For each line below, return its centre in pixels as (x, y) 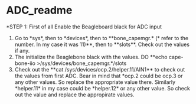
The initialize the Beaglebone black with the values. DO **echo (91, 57)
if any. (22, 50)
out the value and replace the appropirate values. (74, 95)
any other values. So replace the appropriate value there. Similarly (95, 82)
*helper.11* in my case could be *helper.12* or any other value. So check (102, 88)
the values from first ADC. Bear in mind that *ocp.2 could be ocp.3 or (99, 76)
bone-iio (25, 63)
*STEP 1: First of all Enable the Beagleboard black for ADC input (84, 27)
